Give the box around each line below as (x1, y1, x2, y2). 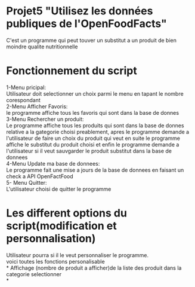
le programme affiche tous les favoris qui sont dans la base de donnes (6, 109, 179, 116)
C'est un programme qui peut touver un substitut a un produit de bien (6, 36, 177, 44)
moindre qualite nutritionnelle (6, 43, 79, 50)
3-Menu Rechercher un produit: (6, 115, 84, 123)
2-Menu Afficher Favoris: (6, 103, 68, 110)
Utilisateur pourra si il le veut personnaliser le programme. (6, 251, 149, 258)
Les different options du (6, 206, 127, 220)
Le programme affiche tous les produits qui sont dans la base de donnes (6, 121, 184, 129)
